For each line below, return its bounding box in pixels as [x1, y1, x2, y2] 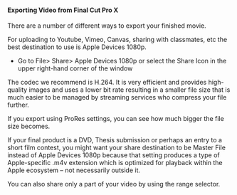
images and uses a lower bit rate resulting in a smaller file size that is [28, 85, 231, 94]
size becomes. [7, 122, 51, 131]
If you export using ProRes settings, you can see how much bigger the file [7, 115, 224, 123]
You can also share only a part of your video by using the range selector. [7, 180, 221, 189]
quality [7, 85, 28, 94]
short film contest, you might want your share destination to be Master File [7, 143, 226, 152]
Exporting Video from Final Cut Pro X [7, 6, 119, 14]
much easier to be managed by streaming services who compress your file [7, 93, 227, 102]
